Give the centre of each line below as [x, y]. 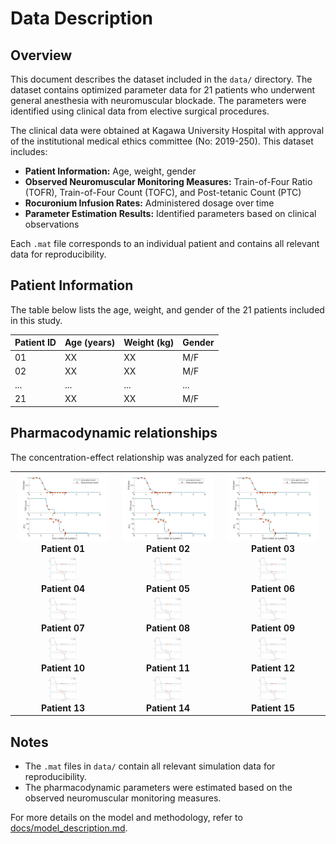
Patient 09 [273, 628]
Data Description [82, 18]
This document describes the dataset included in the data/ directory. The [161, 79]
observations [52, 224]
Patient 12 [273, 668]
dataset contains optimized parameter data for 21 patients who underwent [163, 90]
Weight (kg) [149, 343]
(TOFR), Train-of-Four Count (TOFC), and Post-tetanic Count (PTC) [163, 192]
